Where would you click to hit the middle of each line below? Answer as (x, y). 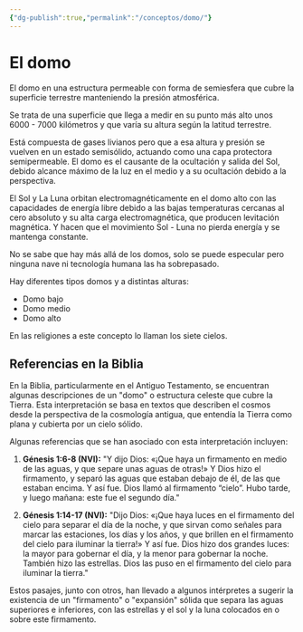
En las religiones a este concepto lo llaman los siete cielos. (118, 335)
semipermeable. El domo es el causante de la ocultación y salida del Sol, (145, 161)
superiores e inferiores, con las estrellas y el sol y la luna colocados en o (145, 610)
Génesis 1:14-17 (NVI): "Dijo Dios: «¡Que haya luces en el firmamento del (158, 515)
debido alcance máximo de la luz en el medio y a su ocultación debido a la (148, 171)
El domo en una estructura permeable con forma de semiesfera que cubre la (152, 88)
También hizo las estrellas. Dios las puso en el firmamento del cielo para (157, 563)
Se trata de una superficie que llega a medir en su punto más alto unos (141, 115)
